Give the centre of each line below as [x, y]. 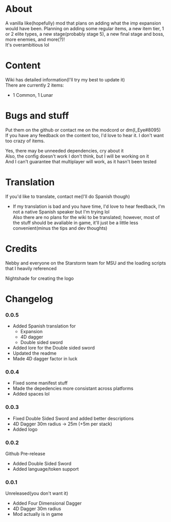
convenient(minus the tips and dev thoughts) [60, 228]
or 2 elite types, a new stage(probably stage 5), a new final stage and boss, [85, 34]
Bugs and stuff [37, 116]
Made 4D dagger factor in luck [45, 359]
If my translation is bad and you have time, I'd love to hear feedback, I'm [89, 206]
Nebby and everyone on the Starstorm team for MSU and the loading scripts [86, 263]
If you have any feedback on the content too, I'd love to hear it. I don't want [84, 135]
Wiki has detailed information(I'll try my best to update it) [65, 79]
